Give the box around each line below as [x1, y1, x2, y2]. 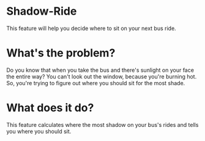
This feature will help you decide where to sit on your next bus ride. [6, 25, 176, 32]
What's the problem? [6, 46, 116, 60]
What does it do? [6, 101, 94, 115]
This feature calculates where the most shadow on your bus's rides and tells [6, 121, 199, 128]
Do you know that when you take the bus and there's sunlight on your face [6, 66, 195, 74]
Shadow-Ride [6, 4, 77, 18]
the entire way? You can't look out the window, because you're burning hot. [6, 72, 197, 80]
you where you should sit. [6, 128, 72, 135]
